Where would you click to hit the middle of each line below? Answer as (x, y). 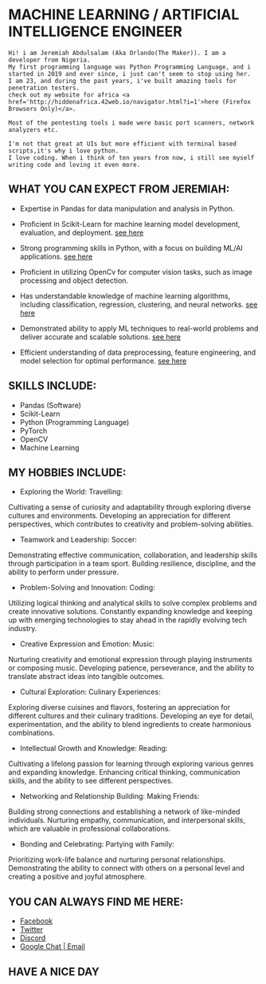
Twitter (31, 930)
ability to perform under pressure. (64, 572)
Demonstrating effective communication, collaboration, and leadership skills (133, 555)
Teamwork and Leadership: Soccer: (78, 540)
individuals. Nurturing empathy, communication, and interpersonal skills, (127, 820)
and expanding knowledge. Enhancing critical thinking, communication (124, 772)
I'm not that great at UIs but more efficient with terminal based (123, 144)
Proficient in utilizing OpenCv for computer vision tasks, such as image (136, 272)
